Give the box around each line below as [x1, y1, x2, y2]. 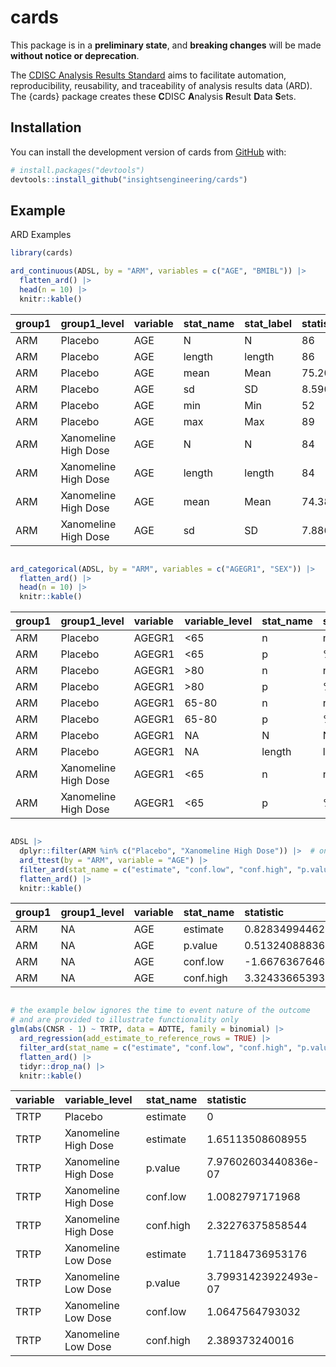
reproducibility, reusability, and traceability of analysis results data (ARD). [10, 79, 313, 91]
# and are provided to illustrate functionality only [10, 1015, 240, 1025]
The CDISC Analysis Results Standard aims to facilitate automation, [10, 69, 287, 81]
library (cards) [10, 248, 74, 258]
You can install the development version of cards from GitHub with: [10, 146, 287, 158]
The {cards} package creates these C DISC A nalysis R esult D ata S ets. [10, 90, 297, 102]
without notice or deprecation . [10, 49, 140, 61]
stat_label [244, 316, 293, 330]
